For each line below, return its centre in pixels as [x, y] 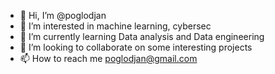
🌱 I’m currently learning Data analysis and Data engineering [142, 36]
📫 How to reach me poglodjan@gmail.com [108, 58]
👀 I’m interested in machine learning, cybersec [115, 26]
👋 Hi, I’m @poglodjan [63, 15]
